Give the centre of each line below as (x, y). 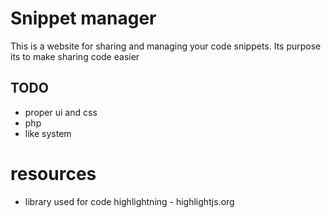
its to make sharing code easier (75, 56)
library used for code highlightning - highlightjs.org (129, 201)
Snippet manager (83, 18)
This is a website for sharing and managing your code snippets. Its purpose (166, 46)
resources (53, 173)
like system (48, 133)
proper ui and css (61, 112)
